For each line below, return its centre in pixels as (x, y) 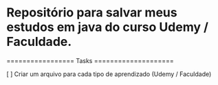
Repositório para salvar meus (92, 13)
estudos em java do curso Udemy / (108, 27)
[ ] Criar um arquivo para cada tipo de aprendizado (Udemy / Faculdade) (109, 74)
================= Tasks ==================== (90, 60)
